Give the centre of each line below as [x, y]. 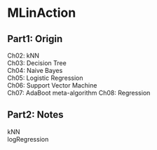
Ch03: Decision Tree [37, 63]
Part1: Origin [35, 39]
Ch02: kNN [23, 55]
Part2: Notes [36, 115]
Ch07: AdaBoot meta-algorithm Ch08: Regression [79, 93]
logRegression [28, 139]
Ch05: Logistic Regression [45, 78]
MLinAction [42, 13]
